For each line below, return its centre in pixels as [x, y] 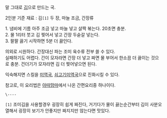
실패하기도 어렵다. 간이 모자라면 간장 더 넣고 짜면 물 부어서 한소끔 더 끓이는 [78, 58]
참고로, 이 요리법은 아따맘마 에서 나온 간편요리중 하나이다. [60, 85]
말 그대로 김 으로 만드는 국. [30, 7]
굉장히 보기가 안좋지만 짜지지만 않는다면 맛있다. [64, 111]
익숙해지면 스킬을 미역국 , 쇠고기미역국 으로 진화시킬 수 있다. [62, 74]
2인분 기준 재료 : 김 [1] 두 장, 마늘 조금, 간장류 [49, 18]
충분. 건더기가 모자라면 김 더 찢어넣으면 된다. [54, 64]
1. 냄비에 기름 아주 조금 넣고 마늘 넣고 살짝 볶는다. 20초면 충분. [66, 28]
